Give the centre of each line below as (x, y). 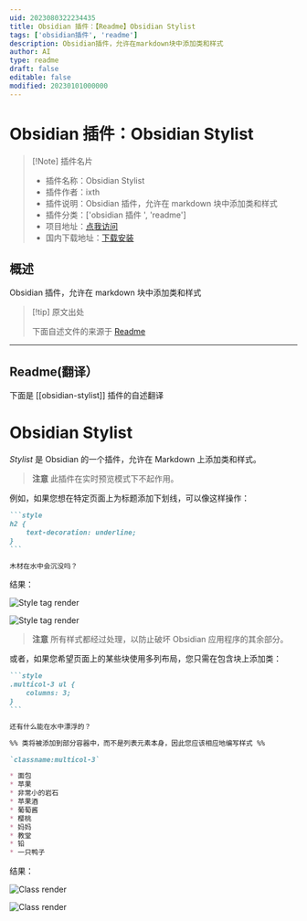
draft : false (34, 69)
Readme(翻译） (54, 371)
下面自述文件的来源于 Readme (89, 332)
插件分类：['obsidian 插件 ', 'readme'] (116, 215)
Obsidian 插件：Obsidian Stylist (132, 134)
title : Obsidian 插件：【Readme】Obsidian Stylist (103, 26)
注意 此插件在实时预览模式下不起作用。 (105, 479)
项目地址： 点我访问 (82, 226)
